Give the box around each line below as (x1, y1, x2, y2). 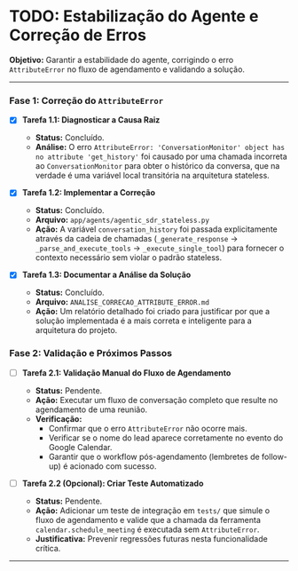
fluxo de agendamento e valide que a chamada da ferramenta (35, 514, 262, 525)
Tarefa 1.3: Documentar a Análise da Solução (21, 269, 192, 281)
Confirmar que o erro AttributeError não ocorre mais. (48, 423, 247, 433)
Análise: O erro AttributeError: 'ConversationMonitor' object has (35, 142, 286, 153)
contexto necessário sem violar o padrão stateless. (35, 252, 223, 263)
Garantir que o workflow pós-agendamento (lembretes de (48, 451, 260, 462)
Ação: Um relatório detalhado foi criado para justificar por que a (35, 306, 271, 317)
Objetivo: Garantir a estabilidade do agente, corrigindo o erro (9, 54, 234, 65)
